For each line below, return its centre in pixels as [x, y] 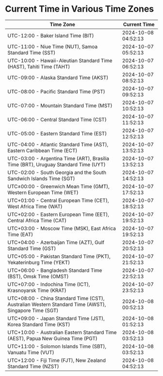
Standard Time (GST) [32, 248]
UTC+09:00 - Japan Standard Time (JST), [56, 318]
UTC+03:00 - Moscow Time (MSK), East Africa [62, 228]
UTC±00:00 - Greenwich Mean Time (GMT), [59, 186]
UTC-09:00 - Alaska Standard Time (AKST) [58, 77]
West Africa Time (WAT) [35, 206]
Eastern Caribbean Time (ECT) [42, 150]
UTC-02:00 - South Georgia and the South [57, 172]
